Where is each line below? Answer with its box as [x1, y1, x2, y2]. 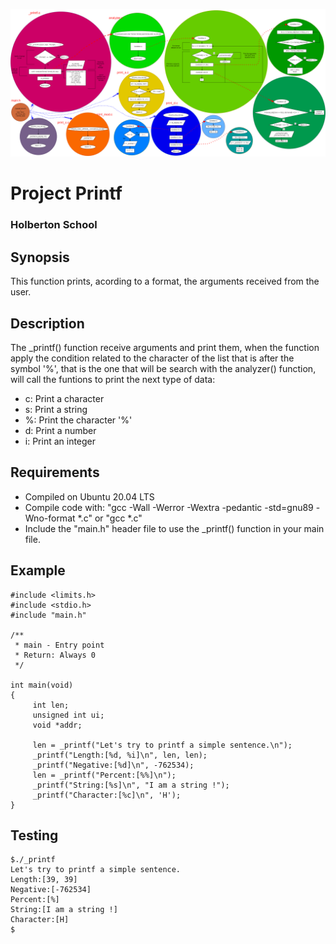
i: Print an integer [24, 435, 97, 447]
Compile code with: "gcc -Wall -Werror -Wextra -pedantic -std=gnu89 [24, 501, 314, 513]
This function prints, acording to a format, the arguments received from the [10, 275, 320, 288]
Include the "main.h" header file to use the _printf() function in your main [24, 522, 325, 534]
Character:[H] [10, 915, 70, 925]
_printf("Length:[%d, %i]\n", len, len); [32, 750, 208, 760]
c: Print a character [24, 392, 105, 404]
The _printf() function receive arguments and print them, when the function [10, 341, 320, 353]
